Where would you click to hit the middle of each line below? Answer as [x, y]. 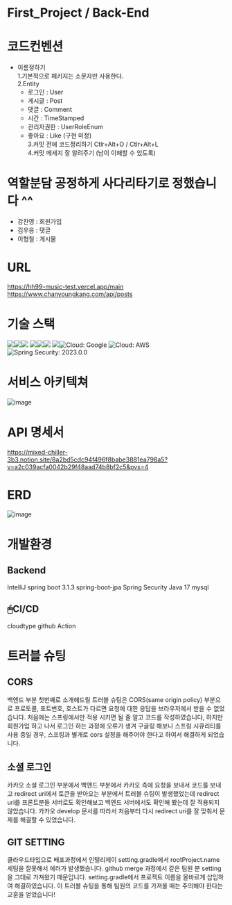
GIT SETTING [36, 842]
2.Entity [28, 84]
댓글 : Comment [50, 110]
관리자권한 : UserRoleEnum [65, 127]
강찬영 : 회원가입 [39, 222]
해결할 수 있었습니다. [48, 820]
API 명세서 [36, 433]
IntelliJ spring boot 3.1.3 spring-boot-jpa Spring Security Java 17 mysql [108, 587]
